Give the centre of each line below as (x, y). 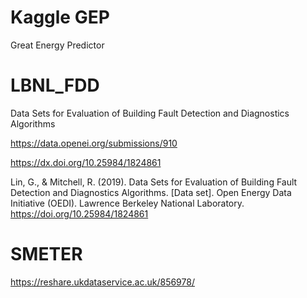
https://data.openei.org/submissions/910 (94, 143)
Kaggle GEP (60, 17)
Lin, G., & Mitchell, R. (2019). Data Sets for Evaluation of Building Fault (154, 182)
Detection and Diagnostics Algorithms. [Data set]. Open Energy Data (151, 192)
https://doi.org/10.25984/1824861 (79, 213)
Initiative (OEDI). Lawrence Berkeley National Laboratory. (127, 203)
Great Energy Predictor (57, 45)
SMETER (46, 254)
